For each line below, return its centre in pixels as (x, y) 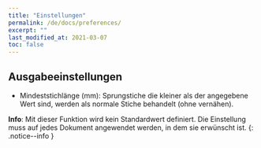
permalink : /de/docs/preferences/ (65, 23)
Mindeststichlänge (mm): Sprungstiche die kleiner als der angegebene (134, 95)
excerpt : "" (28, 30)
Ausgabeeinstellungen (65, 77)
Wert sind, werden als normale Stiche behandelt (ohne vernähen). (127, 104)
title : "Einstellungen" (47, 15)
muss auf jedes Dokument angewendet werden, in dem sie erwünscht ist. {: (131, 128)
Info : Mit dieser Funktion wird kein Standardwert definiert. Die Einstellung (127, 119)
